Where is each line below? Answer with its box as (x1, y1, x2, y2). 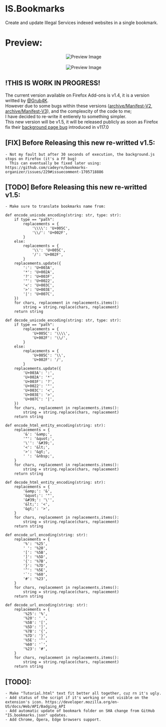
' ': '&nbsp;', (23, 454, 55, 459)
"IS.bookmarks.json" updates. (5, 713, 68, 718)
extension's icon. (5, 699, 43, 705)
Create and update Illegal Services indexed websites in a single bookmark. (5, 20, 158, 26)
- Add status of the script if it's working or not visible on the (5, 695, 149, 700)
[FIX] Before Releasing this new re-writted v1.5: (5, 139, 156, 147)
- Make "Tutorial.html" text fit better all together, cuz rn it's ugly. (5, 691, 162, 696)
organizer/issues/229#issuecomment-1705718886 (5, 169, 104, 174)
